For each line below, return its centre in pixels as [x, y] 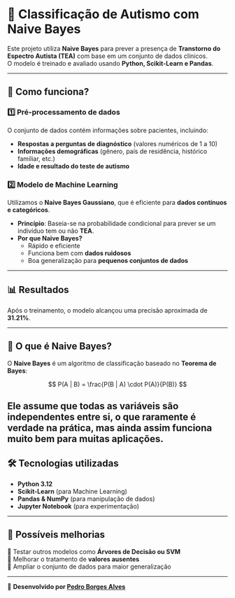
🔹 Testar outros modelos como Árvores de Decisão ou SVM [94, 551]
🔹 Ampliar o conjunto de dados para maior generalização [89, 567]
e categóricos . [29, 210]
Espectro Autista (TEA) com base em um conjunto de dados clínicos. [108, 56]
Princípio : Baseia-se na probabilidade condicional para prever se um [116, 223]
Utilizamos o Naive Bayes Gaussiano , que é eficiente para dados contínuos [117, 202]
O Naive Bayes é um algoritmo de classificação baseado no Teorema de [112, 363]
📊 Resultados [38, 290]
